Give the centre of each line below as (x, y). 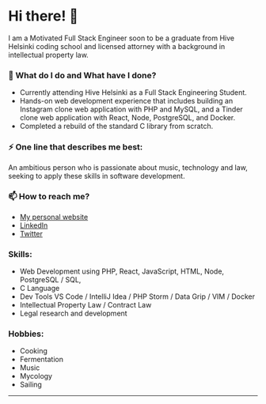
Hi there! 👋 (44, 16)
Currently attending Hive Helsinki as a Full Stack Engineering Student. (133, 93)
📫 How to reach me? (49, 197)
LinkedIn (34, 225)
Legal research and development (74, 313)
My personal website (54, 217)
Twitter (31, 233)
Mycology (36, 376)
